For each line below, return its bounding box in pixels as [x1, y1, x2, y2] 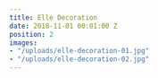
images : [9, 38, 38, 48]
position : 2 [9, 30, 54, 39]
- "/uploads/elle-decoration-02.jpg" [9, 55, 150, 64]
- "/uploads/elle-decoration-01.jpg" [9, 47, 150, 56]
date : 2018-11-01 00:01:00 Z [9, 22, 118, 30]
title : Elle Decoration [9, 13, 98, 22]
